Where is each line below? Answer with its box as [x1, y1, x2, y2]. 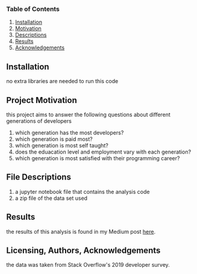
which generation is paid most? [14, 135, 93, 143]
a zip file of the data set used [14, 195, 88, 202]
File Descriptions [6, 172, 71, 182]
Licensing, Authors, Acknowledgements [6, 245, 161, 255]
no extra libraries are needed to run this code [6, 78, 119, 85]
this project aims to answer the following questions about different [6, 111, 170, 118]
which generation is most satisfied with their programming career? [14, 154, 180, 161]
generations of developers [6, 117, 72, 125]
